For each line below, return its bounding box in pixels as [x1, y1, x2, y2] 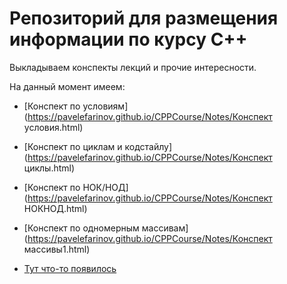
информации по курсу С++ [9, 28, 248, 51]
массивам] [141, 222, 189, 234]
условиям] [82, 100, 129, 112]
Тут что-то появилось [23, 262, 117, 274]
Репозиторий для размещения [9, 7, 279, 30]
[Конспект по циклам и [23, 140, 123, 152]
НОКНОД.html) [23, 202, 88, 214]
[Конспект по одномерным [23, 222, 140, 234]
